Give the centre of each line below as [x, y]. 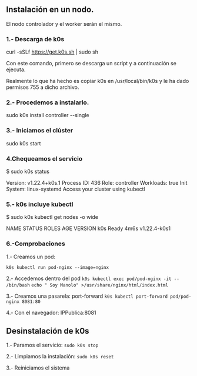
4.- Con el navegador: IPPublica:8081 [51, 312]
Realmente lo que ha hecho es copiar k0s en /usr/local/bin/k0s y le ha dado [98, 81]
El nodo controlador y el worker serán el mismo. [64, 24]
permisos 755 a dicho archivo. [43, 87]
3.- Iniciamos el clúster [40, 131]
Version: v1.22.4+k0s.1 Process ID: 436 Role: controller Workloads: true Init [97, 183]
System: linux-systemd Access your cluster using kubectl [76, 189]
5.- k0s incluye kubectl [40, 204]
